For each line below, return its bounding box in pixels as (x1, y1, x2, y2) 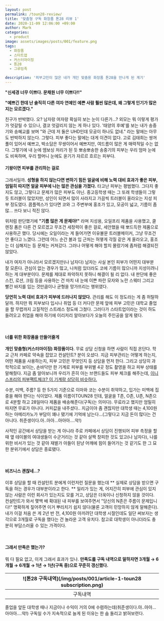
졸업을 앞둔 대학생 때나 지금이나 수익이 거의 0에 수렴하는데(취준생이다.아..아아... (5, 604, 156, 610)
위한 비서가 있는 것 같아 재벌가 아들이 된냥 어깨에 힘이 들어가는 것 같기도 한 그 (5, 440, 152, 446)
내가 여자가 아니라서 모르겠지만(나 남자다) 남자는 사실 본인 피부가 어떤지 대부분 (5, 259, 154, 265)
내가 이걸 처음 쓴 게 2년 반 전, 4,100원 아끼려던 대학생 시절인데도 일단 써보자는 (5, 510, 153, 516)
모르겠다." (14, 106, 33, 112)
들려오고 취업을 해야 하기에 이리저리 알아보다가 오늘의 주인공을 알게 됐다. (5, 312, 143, 319)
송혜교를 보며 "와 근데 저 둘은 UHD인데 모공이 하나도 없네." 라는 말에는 (14, 128, 148, 134)
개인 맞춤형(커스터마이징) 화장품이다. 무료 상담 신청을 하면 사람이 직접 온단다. (5, 346, 151, 352)
